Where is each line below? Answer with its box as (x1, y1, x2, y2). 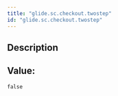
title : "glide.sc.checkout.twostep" (7, 10, 112, 17)
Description (7, 42, 58, 53)
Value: (7, 65, 36, 77)
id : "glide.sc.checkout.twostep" (7, 16, 103, 23)
